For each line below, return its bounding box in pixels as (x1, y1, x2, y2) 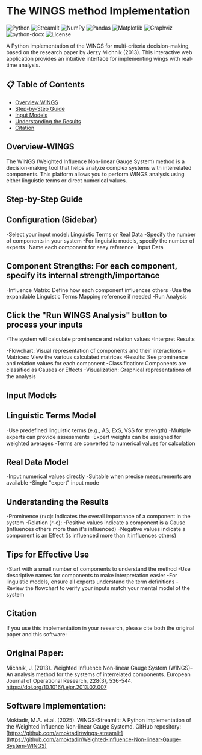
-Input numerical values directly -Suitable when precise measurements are (6, 473, 192, 480)
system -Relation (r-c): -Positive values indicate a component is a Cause (6, 519, 186, 526)
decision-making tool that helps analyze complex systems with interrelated (6, 164, 192, 171)
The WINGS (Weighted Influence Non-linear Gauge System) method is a (6, 158, 185, 165)
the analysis (6, 373, 36, 380)
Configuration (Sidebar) (6, 215, 98, 225)
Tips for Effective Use (6, 549, 89, 559)
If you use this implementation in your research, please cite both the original (6, 624, 195, 632)
